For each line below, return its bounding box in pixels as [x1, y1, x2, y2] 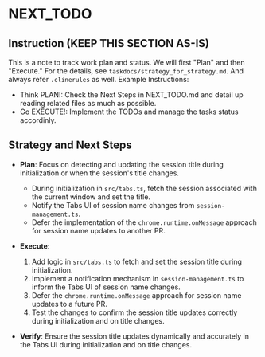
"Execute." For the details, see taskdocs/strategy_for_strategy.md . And [8, 66, 244, 76]
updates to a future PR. [31, 299, 107, 308]
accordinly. [19, 116, 57, 124]
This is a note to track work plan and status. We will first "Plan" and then [8, 57, 245, 67]
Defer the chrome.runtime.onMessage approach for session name [31, 290, 242, 300]
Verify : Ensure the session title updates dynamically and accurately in [19, 331, 249, 341]
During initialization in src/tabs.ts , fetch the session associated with [31, 183, 257, 193]
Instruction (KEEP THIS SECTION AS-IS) [8, 37, 209, 50]
